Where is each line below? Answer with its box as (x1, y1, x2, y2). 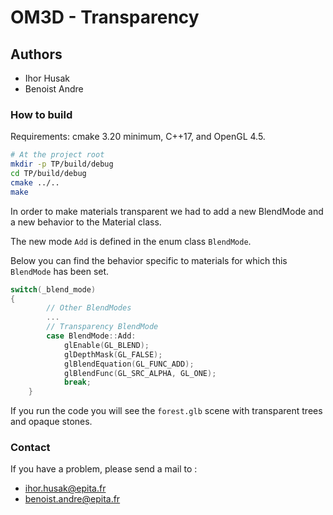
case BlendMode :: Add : (46, 331, 137, 341)
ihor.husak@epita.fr (24, 482, 107, 495)
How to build (10, 107, 73, 121)
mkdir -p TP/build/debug (10, 159, 114, 170)
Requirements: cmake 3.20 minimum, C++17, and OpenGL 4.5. (10, 131, 266, 143)
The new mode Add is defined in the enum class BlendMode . (10, 235, 252, 247)
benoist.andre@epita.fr (24, 493, 121, 505)
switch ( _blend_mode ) (10, 284, 97, 295)
